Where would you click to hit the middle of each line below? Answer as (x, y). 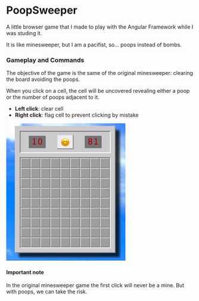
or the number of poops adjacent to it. (53, 97)
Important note (25, 272)
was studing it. (24, 33)
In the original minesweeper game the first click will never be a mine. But (95, 286)
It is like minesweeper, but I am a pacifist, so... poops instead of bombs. (94, 45)
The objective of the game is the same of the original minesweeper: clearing (100, 73)
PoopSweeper (42, 10)
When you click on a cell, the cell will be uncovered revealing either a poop (98, 91)
